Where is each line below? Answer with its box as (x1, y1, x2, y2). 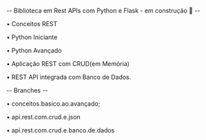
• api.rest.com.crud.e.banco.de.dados (6, 126, 115, 134)
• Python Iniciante (6, 33, 58, 41)
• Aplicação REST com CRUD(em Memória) (6, 60, 130, 68)
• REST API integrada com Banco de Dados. (6, 73, 132, 81)
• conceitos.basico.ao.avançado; (6, 100, 101, 108)
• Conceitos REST (6, 20, 58, 27)
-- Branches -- (6, 86, 49, 94)
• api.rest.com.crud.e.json (6, 113, 81, 121)
